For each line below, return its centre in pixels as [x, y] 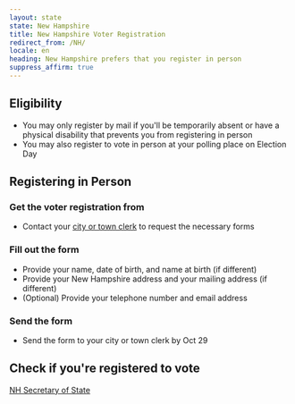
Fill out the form [44, 249]
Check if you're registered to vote [105, 369]
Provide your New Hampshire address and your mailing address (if [145, 279]
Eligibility [36, 104]
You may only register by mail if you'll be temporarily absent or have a [151, 125]
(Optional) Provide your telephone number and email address [135, 298]
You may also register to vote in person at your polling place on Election [154, 144]
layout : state [36, 17]
